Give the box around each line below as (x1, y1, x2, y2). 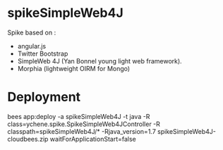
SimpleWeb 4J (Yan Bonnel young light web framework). (17, 56, 182, 65)
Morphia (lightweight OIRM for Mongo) (17, 64, 131, 73)
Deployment (7, 89, 81, 105)
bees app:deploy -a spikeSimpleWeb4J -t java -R (7, 112, 150, 120)
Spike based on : (7, 28, 56, 37)
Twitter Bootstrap (17, 49, 68, 58)
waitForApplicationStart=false (49, 135, 136, 143)
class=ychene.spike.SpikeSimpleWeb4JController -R (7, 120, 161, 128)
